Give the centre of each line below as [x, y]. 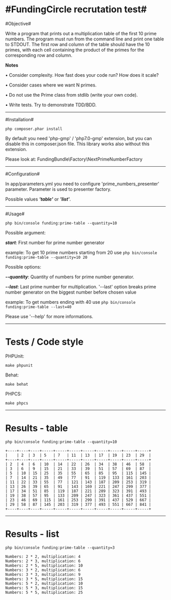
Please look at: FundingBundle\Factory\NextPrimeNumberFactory [74, 159]
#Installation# [20, 119]
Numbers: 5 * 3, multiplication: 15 [44, 588]
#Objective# [18, 24]
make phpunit [19, 365]
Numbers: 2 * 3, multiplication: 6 [43, 561]
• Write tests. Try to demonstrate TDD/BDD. [51, 105]
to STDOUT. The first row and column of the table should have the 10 [78, 44]
